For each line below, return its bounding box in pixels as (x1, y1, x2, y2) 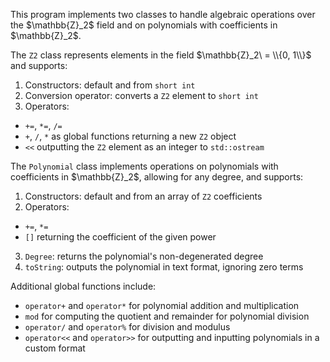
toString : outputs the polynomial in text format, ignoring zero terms (24, 261, 304, 273)
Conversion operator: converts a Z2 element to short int (24, 90, 259, 101)
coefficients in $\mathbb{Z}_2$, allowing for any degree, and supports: (10, 171, 304, 183)
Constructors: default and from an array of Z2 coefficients (24, 190, 263, 202)
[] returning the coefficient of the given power (24, 231, 217, 243)
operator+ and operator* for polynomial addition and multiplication (24, 300, 300, 311)
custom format (24, 342, 86, 354)
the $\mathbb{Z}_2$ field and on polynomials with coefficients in (10, 19, 278, 31)
